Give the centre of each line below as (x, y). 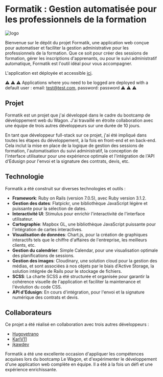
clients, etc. (24, 245)
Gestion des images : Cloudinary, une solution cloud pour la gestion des (85, 261)
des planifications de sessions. (43, 255)
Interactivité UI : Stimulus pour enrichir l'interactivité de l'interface (79, 214)
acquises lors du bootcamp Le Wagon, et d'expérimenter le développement (81, 359)
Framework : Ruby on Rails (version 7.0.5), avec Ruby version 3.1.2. (79, 198)
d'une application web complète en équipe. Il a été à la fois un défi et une (79, 364)
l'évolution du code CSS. (37, 287)
